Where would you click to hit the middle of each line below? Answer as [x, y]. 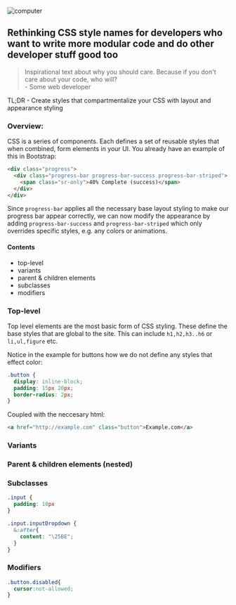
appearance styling [35, 108]
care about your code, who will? [71, 79]
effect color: [25, 362]
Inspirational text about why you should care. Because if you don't [120, 72]
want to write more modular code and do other [111, 44]
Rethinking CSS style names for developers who [115, 33]
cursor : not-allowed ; [44, 589]
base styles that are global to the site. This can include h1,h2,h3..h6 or [110, 333]
